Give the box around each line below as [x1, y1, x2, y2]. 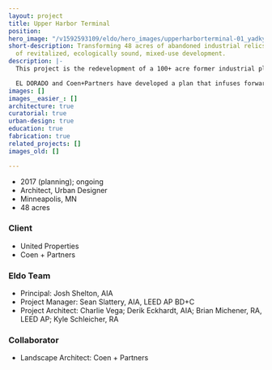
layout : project [8, 11, 63, 20]
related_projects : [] [8, 140, 82, 148]
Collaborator [8, 334, 59, 346]
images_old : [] [8, 147, 60, 155]
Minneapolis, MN [19, 194, 77, 204]
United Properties [19, 241, 79, 251]
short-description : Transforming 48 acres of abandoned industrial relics [8, 42, 266, 50]
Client [8, 222, 32, 234]
